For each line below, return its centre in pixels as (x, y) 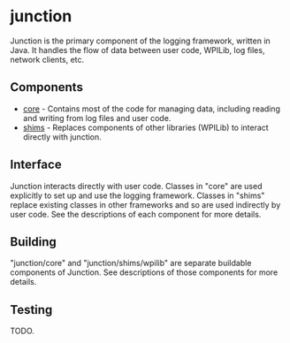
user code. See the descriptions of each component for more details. (136, 214)
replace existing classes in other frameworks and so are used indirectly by (145, 204)
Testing (31, 310)
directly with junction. (62, 137)
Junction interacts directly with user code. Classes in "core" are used (136, 186)
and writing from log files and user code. (97, 118)
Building (33, 242)
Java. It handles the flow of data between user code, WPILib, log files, (137, 50)
